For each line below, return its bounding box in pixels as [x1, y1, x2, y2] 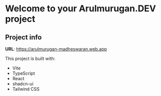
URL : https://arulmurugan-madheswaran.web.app [5, 46, 107, 52]
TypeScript [12, 70, 35, 76]
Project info [5, 33, 42, 41]
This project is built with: [5, 56, 56, 62]
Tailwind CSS [12, 86, 40, 92]
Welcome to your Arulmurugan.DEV [5, 3, 157, 14]
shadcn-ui [12, 81, 34, 87]
